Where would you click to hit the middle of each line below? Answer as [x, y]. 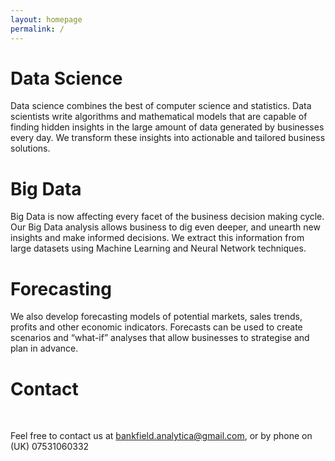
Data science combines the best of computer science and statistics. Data [161, 106]
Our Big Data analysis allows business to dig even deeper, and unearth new [165, 227]
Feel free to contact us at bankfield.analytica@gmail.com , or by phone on [161, 436]
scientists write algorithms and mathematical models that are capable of [159, 117]
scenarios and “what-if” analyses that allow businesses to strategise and [160, 338]
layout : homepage [46, 19]
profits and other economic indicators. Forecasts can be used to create [156, 327]
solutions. [30, 148]
